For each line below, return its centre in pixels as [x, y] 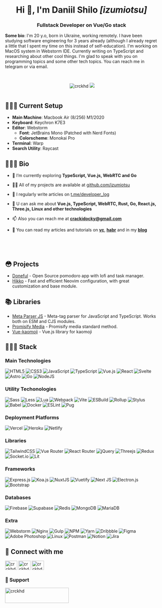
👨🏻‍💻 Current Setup [34, 106]
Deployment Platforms [32, 417]
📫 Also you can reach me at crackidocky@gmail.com [67, 219]
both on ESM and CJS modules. [44, 321]
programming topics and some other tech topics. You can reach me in [75, 62]
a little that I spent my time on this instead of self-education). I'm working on [81, 46]
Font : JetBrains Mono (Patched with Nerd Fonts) [68, 133]
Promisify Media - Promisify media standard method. [65, 326]
